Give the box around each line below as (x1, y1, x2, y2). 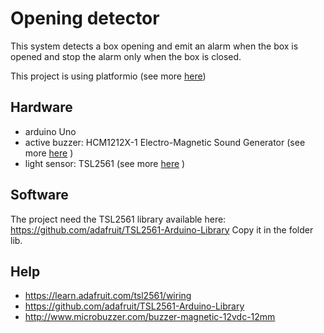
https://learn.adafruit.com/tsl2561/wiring (24, 290, 192, 302)
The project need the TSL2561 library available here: (10, 213, 227, 225)
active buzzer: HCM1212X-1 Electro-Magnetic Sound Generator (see (24, 136, 306, 148)
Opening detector (10, 7, 160, 30)
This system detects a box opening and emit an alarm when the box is (10, 40, 299, 52)
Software (10, 187, 69, 204)
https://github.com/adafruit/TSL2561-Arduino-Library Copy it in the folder (10, 223, 314, 236)
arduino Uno (24, 125, 77, 137)
